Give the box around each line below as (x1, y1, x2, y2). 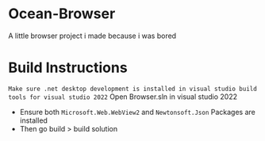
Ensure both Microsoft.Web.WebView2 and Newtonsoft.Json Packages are (19, 107, 255, 116)
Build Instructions (8, 59, 129, 77)
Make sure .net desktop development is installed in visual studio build (8, 85, 258, 93)
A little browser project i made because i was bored (8, 31, 177, 40)
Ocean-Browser (8, 5, 116, 23)
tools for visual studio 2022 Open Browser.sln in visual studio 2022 (8, 92, 238, 101)
